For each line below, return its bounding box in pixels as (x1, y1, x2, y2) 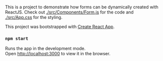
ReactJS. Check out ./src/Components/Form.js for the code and (5, 9, 134, 15)
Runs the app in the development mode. (5, 46, 86, 51)
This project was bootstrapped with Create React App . (5, 24, 115, 30)
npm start (5, 36, 28, 41)
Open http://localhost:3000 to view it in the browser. (5, 51, 111, 57)
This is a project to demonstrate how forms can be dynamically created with (5, 4, 159, 10)
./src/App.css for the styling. (5, 15, 63, 20)
